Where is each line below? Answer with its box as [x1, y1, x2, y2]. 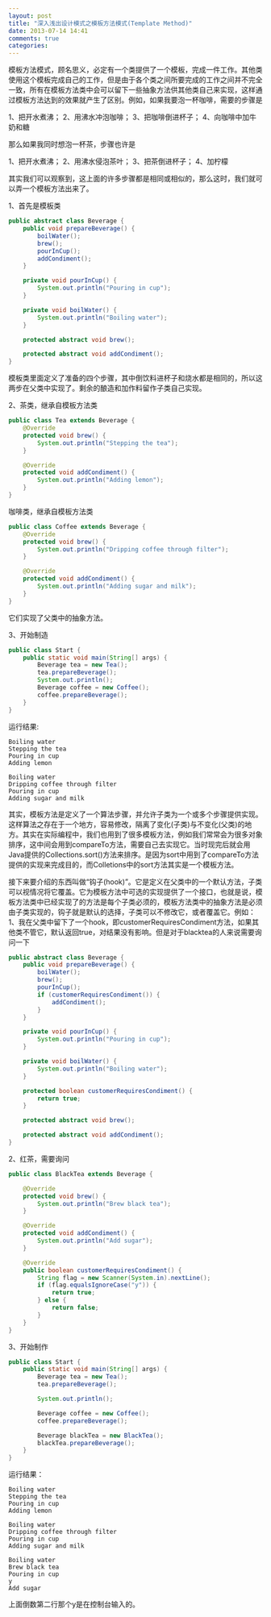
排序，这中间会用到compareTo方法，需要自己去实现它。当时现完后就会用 [8, 839, 251, 849]
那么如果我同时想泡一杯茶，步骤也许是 [8, 139, 135, 149]
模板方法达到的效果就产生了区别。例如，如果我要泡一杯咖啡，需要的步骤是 [15, 95, 263, 105]
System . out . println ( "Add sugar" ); [37, 1237, 153, 1245]
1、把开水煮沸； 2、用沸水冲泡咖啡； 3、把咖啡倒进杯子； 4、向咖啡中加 [8, 112, 250, 122]
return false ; [51, 1303, 99, 1311]
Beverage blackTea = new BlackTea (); [37, 1432, 164, 1440]
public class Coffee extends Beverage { [8, 522, 147, 530]
